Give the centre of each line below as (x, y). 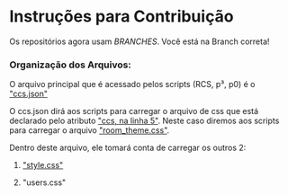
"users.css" (44, 182)
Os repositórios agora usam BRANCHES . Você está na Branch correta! (139, 41)
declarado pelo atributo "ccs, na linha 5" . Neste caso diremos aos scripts (144, 121)
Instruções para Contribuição (121, 17)
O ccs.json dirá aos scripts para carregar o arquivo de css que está (134, 111)
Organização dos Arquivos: (71, 65)
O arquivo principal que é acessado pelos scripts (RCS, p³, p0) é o (132, 84)
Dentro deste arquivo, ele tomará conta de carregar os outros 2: (128, 148)
